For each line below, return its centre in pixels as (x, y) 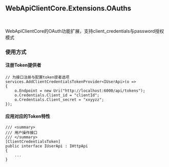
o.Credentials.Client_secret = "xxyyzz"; (59, 99)
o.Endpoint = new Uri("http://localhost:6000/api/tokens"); (80, 91)
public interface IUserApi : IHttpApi (47, 146)
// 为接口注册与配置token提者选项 (37, 77)
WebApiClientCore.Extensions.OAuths (68, 8)
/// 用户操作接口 (21, 133)
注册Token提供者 (23, 65)
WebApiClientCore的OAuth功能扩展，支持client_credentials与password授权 (85, 31)
